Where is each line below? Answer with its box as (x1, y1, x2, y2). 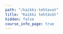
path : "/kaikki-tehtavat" (5, 7, 59, 12)
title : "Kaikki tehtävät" (5, 12, 59, 17)
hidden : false (5, 16, 35, 21)
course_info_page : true (5, 21, 55, 26)
